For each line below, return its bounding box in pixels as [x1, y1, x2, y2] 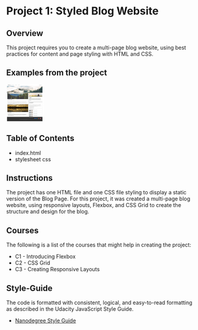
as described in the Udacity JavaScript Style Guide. [6, 305, 134, 313]
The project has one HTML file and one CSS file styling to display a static [6, 189, 187, 196]
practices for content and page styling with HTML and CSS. [6, 50, 154, 58]
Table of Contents [6, 133, 75, 143]
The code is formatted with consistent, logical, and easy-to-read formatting [6, 299, 193, 307]
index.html [14, 149, 41, 157]
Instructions [6, 173, 53, 184]
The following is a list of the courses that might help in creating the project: [6, 241, 191, 248]
